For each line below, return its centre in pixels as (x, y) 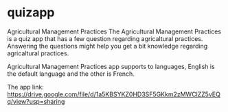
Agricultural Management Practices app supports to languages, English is (111, 66)
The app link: (26, 87)
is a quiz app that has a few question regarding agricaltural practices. (105, 38)
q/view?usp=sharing (36, 101)
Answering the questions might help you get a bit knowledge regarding (107, 46)
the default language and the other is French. (71, 74)
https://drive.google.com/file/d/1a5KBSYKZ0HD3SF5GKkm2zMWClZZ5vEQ (114, 94)
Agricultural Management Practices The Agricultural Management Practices (114, 31)
